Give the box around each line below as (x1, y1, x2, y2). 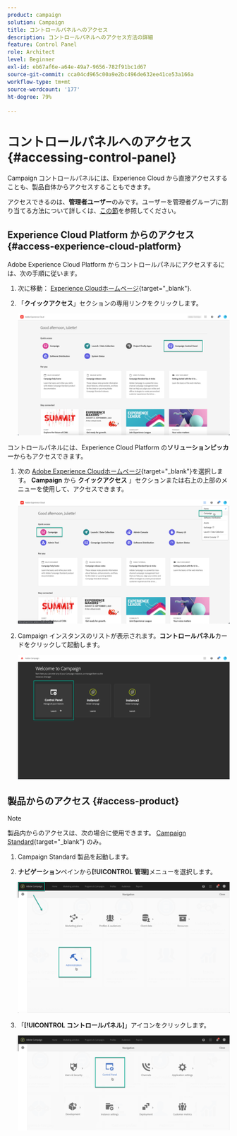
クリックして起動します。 (30, 640, 104, 648)
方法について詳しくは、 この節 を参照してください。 (31, 207, 180, 215)
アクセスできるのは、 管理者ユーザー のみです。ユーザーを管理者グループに (7, 198, 222, 206)
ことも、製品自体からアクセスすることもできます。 (7, 183, 154, 191)
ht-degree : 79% (7, 93, 52, 100)
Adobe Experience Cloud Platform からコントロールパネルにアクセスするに (7, 260, 225, 268)
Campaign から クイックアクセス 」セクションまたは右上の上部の (31, 476, 222, 484)
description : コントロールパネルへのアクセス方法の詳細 (7, 34, 154, 41)
